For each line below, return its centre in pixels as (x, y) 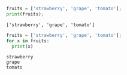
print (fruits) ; (25, 14)
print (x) (22, 46)
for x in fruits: (28, 41)
